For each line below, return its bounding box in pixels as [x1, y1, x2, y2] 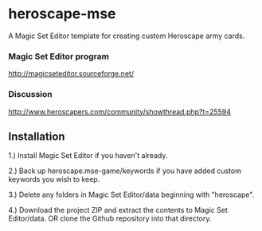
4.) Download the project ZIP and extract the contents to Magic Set [8, 206, 229, 215]
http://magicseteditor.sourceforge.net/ [8, 69, 134, 79]
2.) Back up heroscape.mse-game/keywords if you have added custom [8, 166, 241, 175]
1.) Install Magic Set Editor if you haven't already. [8, 151, 168, 160]
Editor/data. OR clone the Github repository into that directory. [8, 214, 212, 223]
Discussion [8, 89, 53, 100]
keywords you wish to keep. [8, 175, 100, 184]
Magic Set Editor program [8, 51, 110, 62]
